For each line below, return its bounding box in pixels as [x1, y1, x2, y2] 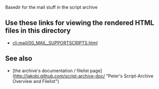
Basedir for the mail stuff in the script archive [5, 4, 98, 10]
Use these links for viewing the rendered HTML [5, 18, 155, 27]
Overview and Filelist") [12, 78, 59, 84]
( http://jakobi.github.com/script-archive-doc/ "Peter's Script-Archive [12, 72, 154, 79]
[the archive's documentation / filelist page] [12, 67, 102, 73]
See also [5, 54, 32, 63]
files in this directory [5, 26, 71, 35]
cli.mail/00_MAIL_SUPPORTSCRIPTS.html [12, 39, 98, 45]
